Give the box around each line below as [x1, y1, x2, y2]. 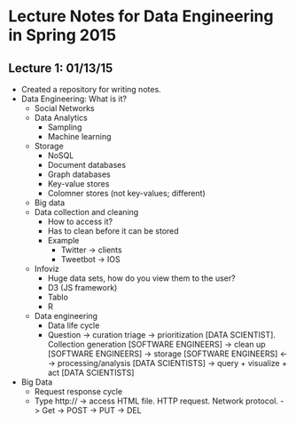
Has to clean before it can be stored [47, 226, 179, 236]
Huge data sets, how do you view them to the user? [47, 273, 236, 283]
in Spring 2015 [8, 25, 117, 45]
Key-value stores [47, 179, 110, 188]
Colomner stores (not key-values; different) [47, 188, 206, 198]
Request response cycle [34, 387, 123, 396]
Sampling [47, 122, 82, 132]
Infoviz [34, 264, 59, 274]
